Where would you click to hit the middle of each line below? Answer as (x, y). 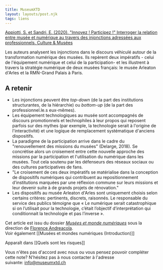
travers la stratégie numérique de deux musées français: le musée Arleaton (81, 68)
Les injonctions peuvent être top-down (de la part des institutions (78, 100)
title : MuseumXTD (23, 9)
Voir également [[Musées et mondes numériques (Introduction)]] (70, 234)
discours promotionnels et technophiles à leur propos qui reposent (79, 121)
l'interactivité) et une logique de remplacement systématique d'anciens (83, 131)
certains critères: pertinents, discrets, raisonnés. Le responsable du (80, 198)
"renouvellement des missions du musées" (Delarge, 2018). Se (75, 146)
